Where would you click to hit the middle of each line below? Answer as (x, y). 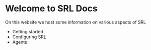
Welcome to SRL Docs (51, 9)
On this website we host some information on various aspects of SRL (76, 22)
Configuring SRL (29, 37)
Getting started (28, 31)
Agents (20, 42)
